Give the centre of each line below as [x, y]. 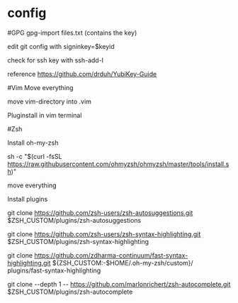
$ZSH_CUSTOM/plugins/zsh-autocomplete [70, 292]
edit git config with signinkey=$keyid [61, 46]
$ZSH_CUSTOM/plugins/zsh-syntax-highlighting [78, 241]
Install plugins [28, 199]
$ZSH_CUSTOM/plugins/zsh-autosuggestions [74, 220]
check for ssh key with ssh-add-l [56, 60]
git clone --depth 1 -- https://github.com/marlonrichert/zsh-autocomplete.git [119, 284]
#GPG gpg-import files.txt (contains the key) [72, 33]
